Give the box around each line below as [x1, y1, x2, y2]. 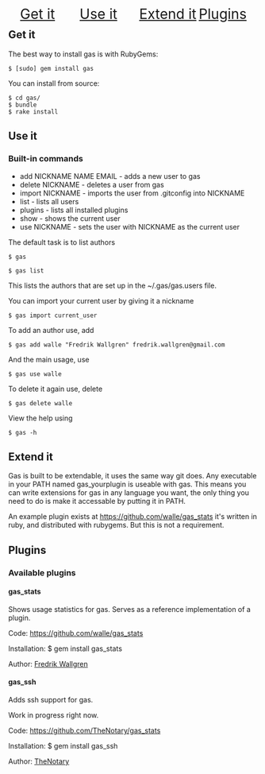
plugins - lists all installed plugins [19, 205, 129, 215]
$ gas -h [8, 428, 37, 436]
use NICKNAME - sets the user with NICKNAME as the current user [19, 222, 240, 231]
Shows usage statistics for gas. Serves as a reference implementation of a [8, 604, 252, 613]
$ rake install [8, 107, 59, 116]
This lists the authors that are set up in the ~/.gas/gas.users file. [8, 281, 217, 290]
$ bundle [8, 101, 37, 109]
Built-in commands [8, 153, 83, 164]
